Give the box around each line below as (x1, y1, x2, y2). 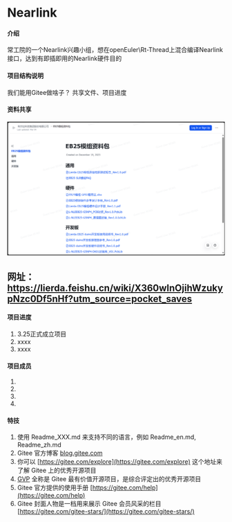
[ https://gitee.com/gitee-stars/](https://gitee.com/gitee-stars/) (17, 507, 195, 516)
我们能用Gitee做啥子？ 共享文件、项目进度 (7, 88, 127, 96)
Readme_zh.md (17, 441, 62, 449)
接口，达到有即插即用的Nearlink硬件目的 (7, 54, 122, 63)
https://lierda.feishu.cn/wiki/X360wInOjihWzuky (7, 282, 223, 294)
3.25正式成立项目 (17, 330, 67, 338)
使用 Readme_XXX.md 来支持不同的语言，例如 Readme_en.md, (17, 433, 197, 441)
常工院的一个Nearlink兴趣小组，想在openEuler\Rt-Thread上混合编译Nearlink (7, 46, 223, 54)
